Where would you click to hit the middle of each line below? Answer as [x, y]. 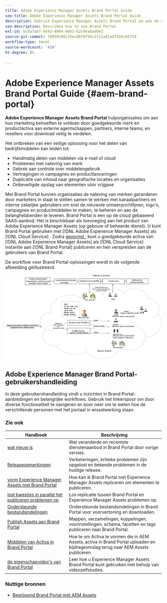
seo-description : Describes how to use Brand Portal [61, 26]
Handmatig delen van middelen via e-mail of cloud [64, 158]
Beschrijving [114, 435]
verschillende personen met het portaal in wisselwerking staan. [70, 410]
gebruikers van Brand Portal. [35, 252]
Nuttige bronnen [25, 584]
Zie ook [14, 423]
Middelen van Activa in [31, 542]
